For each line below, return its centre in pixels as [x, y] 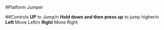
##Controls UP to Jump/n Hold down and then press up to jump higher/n [82, 17]
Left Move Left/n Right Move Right [42, 22]
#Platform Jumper [24, 7]
